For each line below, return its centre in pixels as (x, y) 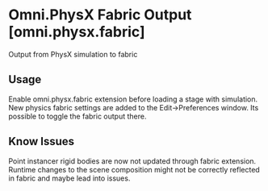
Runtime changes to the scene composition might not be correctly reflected (134, 169)
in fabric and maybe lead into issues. (69, 178)
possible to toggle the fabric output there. (77, 116)
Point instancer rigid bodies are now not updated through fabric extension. (132, 161)
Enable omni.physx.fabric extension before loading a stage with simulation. (133, 99)
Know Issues (42, 141)
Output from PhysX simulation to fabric (73, 54)
